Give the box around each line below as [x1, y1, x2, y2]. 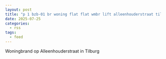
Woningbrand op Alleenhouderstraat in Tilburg [5, 48, 100, 54]
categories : [5, 21, 30, 26]
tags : [5, 30, 16, 35]
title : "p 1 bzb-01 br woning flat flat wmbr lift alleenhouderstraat [5, 12, 154, 17]
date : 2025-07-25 [5, 16, 41, 21]
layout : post [5, 7, 32, 12]
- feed [9, 35, 23, 40]
